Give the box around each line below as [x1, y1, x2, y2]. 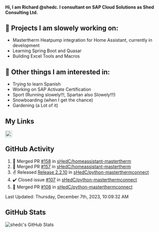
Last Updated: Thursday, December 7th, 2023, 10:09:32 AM [5, 193, 129, 199]
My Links [5, 117, 34, 126]
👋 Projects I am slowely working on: [5, 24, 119, 32]
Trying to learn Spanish [12, 81, 61, 87]
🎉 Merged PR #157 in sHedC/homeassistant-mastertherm [12, 163, 131, 169]
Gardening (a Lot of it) [12, 102, 59, 108]
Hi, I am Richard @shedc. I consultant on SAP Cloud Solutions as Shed [5, 4, 154, 10]
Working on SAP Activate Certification [12, 86, 91, 92]
